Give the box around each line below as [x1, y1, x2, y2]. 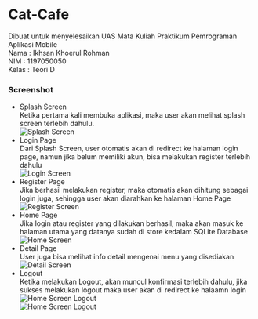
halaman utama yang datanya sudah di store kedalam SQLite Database [19, 227, 249, 237]
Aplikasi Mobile [8, 39, 57, 49]
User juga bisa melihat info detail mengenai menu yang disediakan [19, 252, 234, 262]
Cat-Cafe [8, 5, 70, 24]
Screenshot [8, 84, 53, 95]
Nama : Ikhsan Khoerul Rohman [8, 48, 110, 57]
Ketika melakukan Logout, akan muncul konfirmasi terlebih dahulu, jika [19, 277, 248, 287]
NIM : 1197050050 [8, 56, 67, 66]
